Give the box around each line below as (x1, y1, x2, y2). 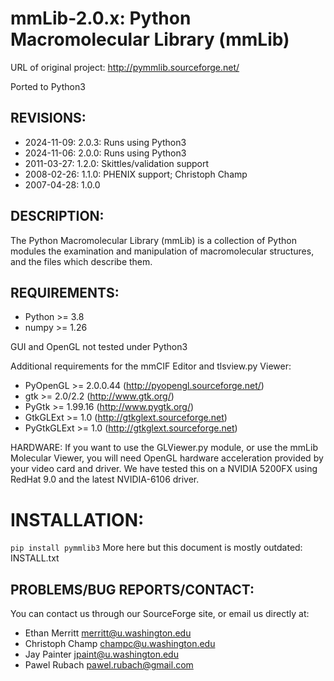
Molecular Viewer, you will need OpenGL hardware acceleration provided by (10, 452, 324, 464)
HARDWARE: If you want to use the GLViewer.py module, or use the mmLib (10, 442, 318, 454)
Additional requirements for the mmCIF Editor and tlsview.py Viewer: (10, 360, 292, 372)
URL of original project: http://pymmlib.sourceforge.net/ (10, 61, 240, 73)
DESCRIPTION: (10, 208, 105, 225)
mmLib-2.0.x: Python (10, 7, 192, 30)
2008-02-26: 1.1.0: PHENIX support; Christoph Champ (24, 168, 248, 180)
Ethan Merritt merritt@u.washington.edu (24, 627, 192, 639)
